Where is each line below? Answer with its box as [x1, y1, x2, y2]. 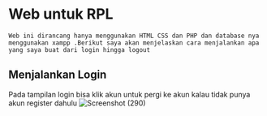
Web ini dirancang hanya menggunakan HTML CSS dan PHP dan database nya [8, 32, 260, 40]
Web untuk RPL [8, 5, 114, 24]
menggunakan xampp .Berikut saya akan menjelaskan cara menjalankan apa [8, 38, 260, 47]
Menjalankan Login [8, 68, 107, 82]
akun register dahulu [8, 98, 78, 108]
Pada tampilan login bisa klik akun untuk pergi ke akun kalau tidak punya [8, 89, 251, 99]
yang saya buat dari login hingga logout [8, 45, 151, 54]
